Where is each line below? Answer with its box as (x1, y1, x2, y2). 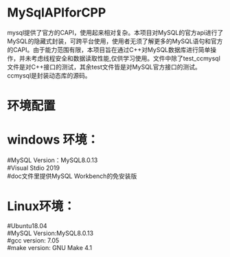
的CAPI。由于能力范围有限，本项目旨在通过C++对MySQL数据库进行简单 (7, 45, 211, 54)
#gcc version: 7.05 (7, 236, 60, 245)
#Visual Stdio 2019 (7, 164, 60, 172)
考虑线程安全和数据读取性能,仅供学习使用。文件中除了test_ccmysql (30, 54, 221, 63)
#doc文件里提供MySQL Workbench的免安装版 (7, 172, 137, 180)
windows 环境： (7, 132, 100, 148)
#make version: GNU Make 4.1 (7, 244, 93, 252)
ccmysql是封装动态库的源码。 (7, 71, 91, 80)
